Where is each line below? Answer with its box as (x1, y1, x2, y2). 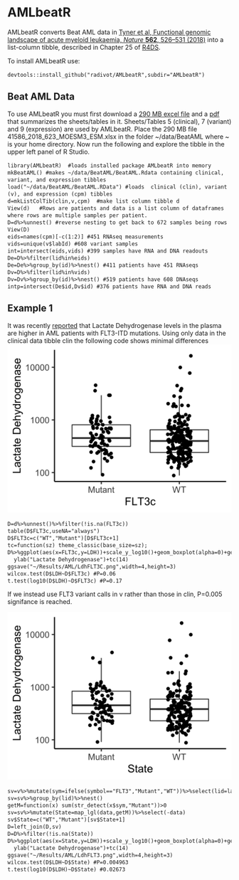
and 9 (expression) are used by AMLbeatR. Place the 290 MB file (7, 124, 198, 133)
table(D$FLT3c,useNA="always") (7, 527, 100, 534)
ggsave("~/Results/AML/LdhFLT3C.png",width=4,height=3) (7, 563, 176, 570)
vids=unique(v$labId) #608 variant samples (7, 240, 139, 248)
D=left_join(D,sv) (7, 823, 62, 830)
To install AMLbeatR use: (7, 56, 80, 65)
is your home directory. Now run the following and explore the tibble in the (7, 139, 225, 148)
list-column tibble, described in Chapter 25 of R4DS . (7, 43, 161, 51)
